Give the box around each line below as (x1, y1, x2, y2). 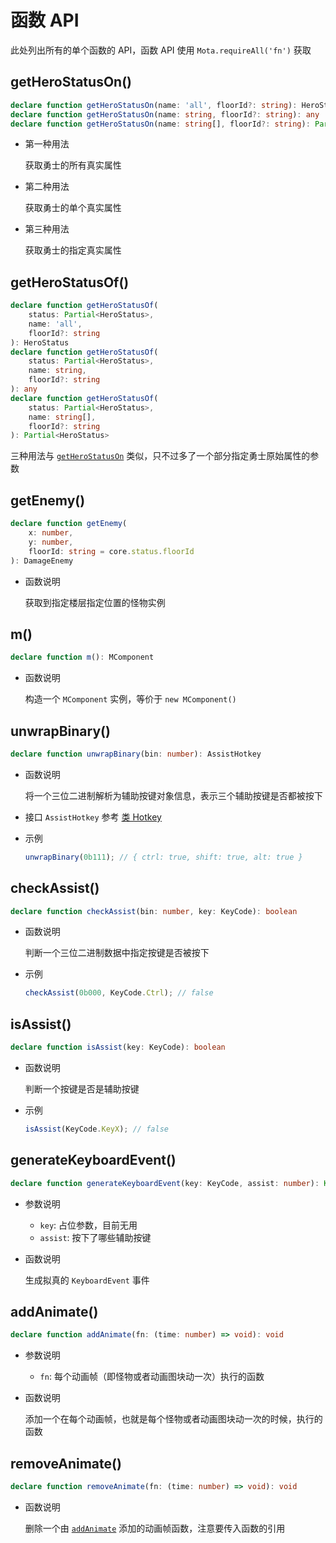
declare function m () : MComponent (10, 652, 155, 663)
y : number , (28, 537, 74, 547)
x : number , (28, 528, 74, 538)
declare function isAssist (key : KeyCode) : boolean (10, 1042, 226, 1053)
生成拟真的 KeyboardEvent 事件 (24, 1274, 150, 1286)
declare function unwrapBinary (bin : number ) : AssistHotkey (10, 749, 262, 759)
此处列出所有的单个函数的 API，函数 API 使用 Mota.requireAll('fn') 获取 (10, 44, 312, 56)
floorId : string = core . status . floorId (28, 546, 195, 556)
